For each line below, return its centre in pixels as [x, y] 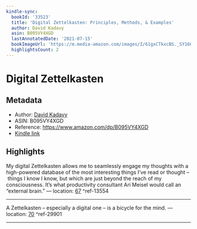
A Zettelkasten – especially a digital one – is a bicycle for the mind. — [89, 208]
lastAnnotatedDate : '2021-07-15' [52, 39]
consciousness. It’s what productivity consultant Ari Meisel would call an [94, 184]
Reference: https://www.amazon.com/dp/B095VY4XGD [81, 127]
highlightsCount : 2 [35, 50]
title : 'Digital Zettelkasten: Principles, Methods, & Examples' [93, 22]
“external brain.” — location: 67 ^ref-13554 [57, 191]
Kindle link [27, 133]
